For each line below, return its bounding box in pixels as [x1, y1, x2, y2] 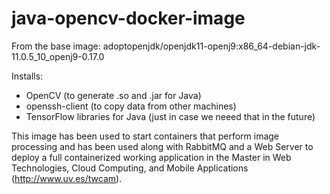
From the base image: [11, 40, 101, 52]
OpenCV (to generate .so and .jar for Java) [25, 89, 202, 101]
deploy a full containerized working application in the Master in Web [11, 151, 292, 163]
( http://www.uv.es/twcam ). [11, 172, 123, 184]
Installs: [11, 70, 44, 82]
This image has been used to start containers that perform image [11, 130, 280, 142]
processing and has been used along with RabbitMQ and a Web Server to [11, 140, 314, 152]
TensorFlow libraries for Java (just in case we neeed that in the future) [25, 110, 316, 122]
